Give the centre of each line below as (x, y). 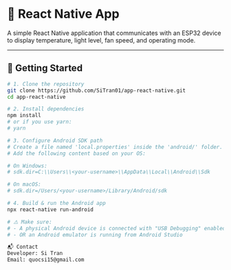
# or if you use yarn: (40, 122)
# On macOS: (24, 184)
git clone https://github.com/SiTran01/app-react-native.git (97, 90)
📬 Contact (23, 247)
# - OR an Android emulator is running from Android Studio (95, 235)
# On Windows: (27, 166)
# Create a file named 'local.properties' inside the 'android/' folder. (115, 147)
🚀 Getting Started (45, 68)
